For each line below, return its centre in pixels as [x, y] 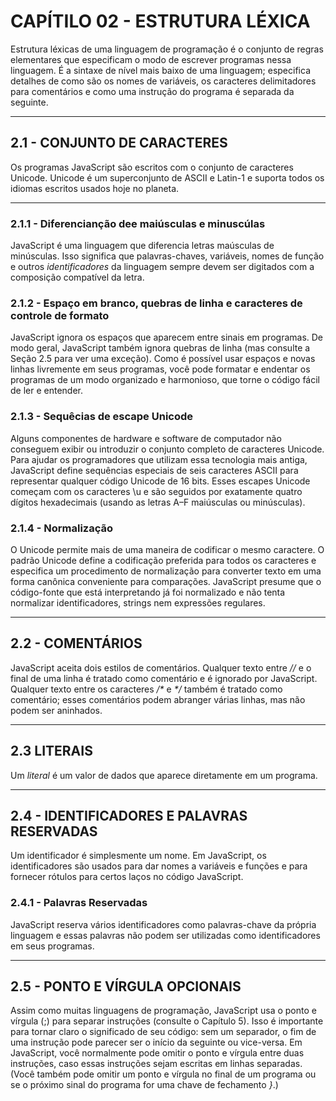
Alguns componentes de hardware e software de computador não [146, 438]
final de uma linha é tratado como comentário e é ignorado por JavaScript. [164, 678]
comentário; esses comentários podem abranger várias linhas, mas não [158, 699]
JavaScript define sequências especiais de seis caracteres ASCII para [154, 470]
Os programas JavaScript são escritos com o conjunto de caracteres [152, 167]
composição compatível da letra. [77, 277]
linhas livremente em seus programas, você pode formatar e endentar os [160, 369]
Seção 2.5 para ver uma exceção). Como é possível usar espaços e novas [163, 359]
